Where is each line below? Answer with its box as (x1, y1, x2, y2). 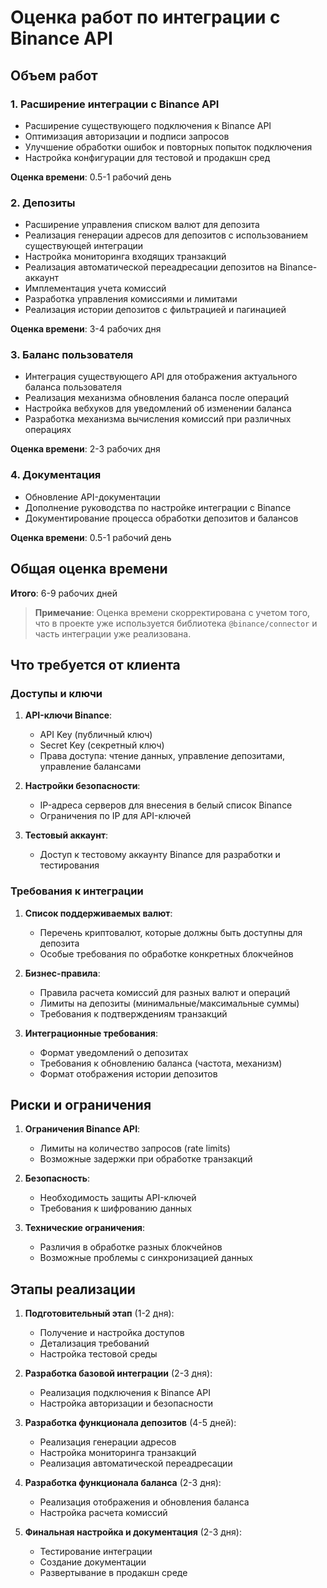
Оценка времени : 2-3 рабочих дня (10, 443, 161, 455)
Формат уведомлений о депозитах (39, 1046, 189, 1058)
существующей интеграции (24, 240, 144, 252)
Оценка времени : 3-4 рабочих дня (10, 323, 162, 335)
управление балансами (39, 761, 142, 773)
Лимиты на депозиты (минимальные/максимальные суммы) (39, 997, 300, 1009)
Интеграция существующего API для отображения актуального (24, 371, 298, 383)
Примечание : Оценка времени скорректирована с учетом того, (34, 606, 311, 618)
